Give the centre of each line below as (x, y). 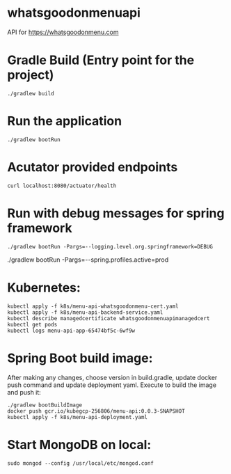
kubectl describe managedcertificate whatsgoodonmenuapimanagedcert (109, 318)
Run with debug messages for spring (116, 213)
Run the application (65, 121)
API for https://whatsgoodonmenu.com (63, 32)
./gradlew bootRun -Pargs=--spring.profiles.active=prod (88, 260)
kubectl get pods (32, 324)
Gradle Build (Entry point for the (101, 60)
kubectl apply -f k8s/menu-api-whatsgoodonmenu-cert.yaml (93, 306)
